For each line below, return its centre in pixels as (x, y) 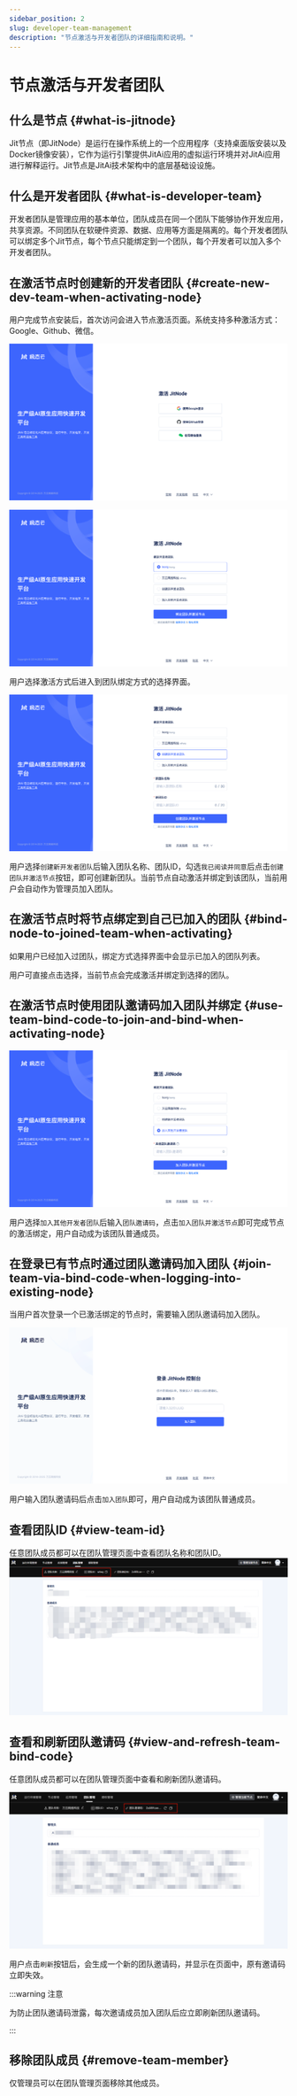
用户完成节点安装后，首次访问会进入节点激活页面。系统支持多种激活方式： (145, 320)
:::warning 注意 (36, 1993)
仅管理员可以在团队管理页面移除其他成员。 (87, 2083)
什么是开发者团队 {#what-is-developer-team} (136, 196)
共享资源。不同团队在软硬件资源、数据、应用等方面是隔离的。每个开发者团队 (148, 230)
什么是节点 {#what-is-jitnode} (93, 120)
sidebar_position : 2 (47, 19)
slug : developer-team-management (71, 28)
